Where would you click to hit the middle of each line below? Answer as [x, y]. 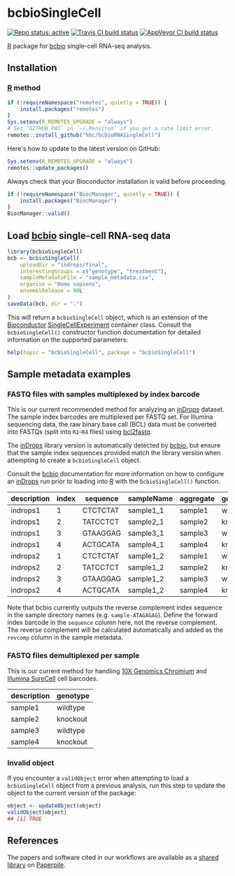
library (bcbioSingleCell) [45, 251]
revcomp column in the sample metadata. [65, 638]
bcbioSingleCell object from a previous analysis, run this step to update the [116, 785]
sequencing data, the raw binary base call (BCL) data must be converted [112, 424]
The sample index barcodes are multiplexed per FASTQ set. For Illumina [110, 417]
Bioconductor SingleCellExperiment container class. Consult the [100, 325]
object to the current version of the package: [72, 793]
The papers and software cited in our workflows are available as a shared [113, 858]
